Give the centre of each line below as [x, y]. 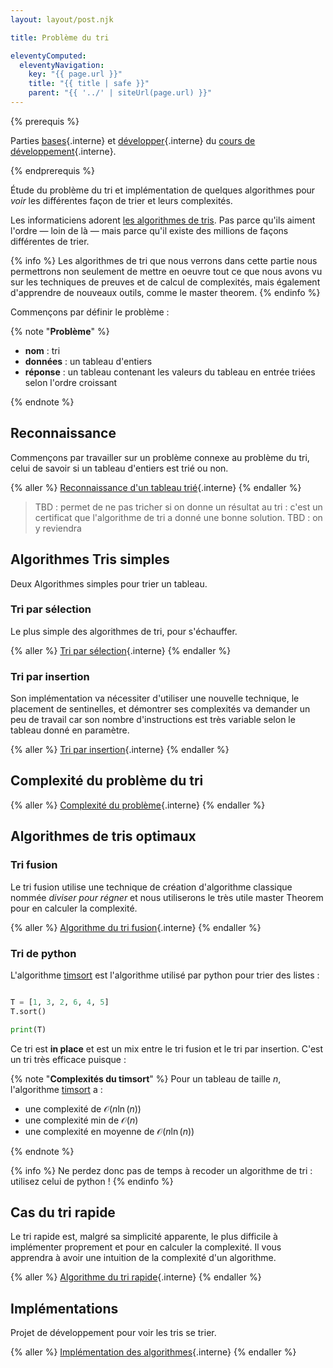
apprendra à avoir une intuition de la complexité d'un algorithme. [143, 1258]
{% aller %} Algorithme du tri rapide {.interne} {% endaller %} [136, 1277]
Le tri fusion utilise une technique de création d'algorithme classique [151, 887]
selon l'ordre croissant [71, 382]
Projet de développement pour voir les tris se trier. [113, 1333]
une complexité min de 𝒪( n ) [81, 1120]
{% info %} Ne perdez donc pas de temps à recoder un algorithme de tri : [161, 1170]
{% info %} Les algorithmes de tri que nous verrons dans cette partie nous [164, 260]
